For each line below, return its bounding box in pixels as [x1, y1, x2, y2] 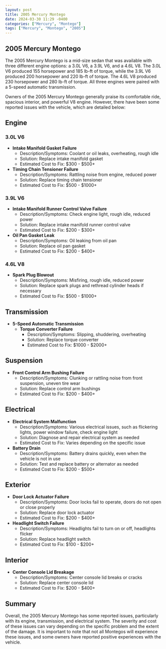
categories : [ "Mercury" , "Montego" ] [5, 21, 81, 26]
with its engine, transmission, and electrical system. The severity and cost [5, 618, 157, 624]
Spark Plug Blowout [12, 272, 54, 278]
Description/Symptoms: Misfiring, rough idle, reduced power [19, 277, 144, 283]
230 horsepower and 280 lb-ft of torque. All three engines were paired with [5, 78, 160, 85]
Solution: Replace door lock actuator [19, 509, 94, 516]
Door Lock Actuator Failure [12, 494, 70, 500]
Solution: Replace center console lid [19, 580, 93, 586]
